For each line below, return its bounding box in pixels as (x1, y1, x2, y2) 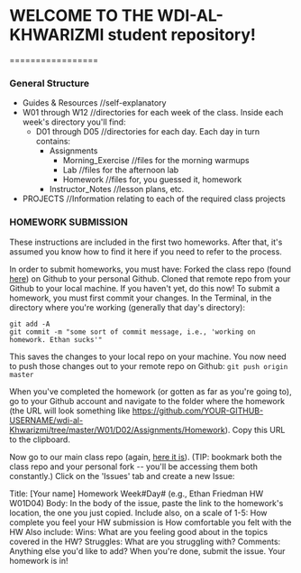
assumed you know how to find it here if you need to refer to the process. (9, 245, 282, 257)
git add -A (9, 319, 50, 328)
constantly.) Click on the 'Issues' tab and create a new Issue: (9, 470, 235, 481)
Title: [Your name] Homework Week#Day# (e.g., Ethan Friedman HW (9, 488, 264, 499)
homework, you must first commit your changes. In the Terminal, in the (9, 292, 272, 303)
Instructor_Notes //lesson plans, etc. (49, 184, 185, 195)
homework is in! (9, 555, 68, 566)
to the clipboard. (9, 434, 70, 445)
